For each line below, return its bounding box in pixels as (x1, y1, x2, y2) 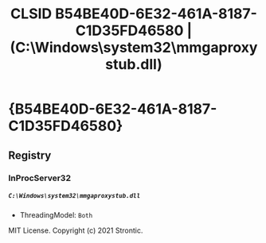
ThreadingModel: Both (19, 210, 93, 220)
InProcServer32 (8, 172, 72, 183)
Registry (8, 148, 52, 162)
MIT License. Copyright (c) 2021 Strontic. (8, 226, 143, 235)
